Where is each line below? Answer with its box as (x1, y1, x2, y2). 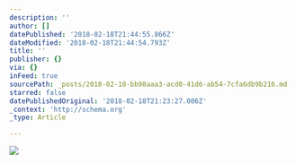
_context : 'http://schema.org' (9, 105, 127, 114)
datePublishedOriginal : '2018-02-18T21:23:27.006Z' (9, 96, 207, 106)
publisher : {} (9, 55, 63, 64)
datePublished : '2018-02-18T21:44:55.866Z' (9, 30, 175, 39)
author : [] (9, 22, 50, 30)
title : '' (9, 47, 47, 56)
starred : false (9, 88, 67, 97)
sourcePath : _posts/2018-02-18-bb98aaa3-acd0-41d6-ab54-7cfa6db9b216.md (9, 80, 288, 89)
